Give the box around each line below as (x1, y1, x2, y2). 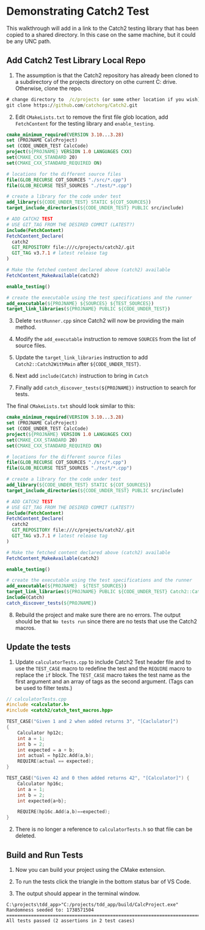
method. (15, 323, 37, 331)
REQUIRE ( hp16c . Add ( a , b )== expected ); (17, 809, 111, 815)
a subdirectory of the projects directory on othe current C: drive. (15, 78, 178, 85)
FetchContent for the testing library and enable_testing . (15, 119, 155, 127)
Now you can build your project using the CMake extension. (15, 866, 166, 873)
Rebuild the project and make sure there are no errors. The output (15, 611, 181, 618)
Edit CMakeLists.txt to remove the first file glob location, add (15, 113, 168, 121)
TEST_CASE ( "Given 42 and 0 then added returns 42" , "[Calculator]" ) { (6, 775, 190, 781)
